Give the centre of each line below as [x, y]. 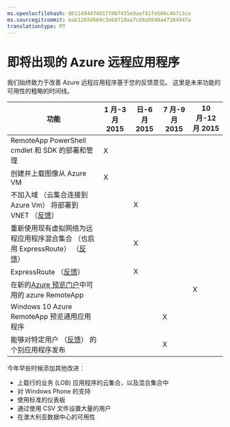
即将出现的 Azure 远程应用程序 [93, 62]
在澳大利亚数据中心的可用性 [56, 417]
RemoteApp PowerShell [49, 141]
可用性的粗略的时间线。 [40, 91]
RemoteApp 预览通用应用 [51, 317]
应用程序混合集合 [45, 239]
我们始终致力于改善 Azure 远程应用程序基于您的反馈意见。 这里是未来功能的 [114, 82]
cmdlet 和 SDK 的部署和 [49, 150]
